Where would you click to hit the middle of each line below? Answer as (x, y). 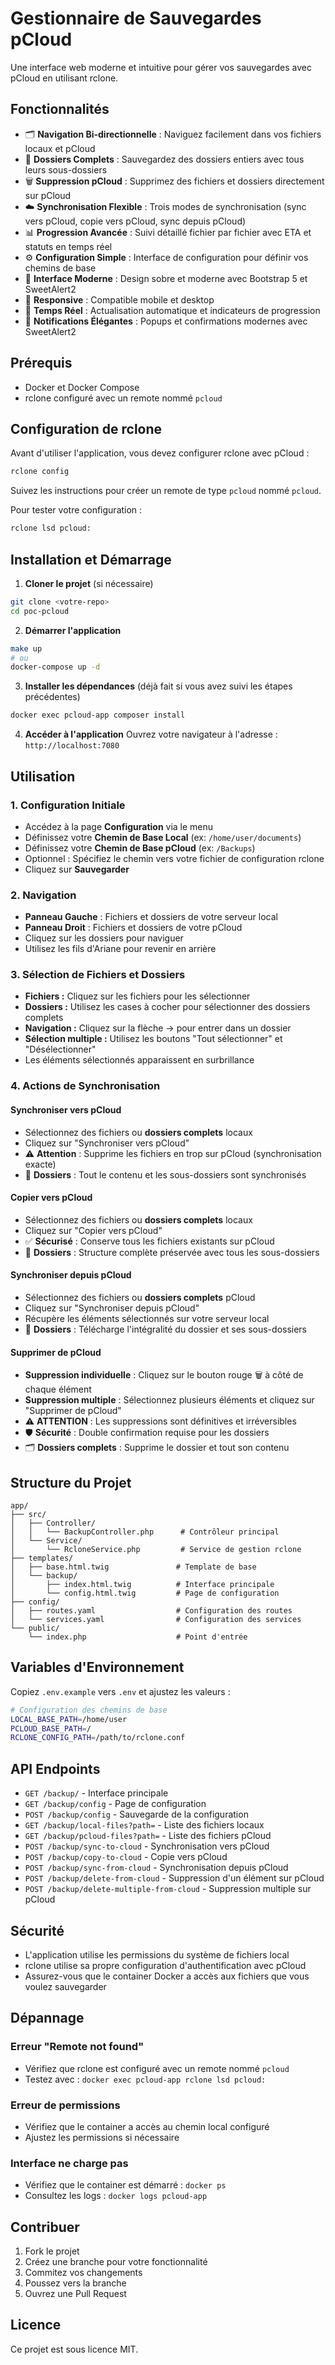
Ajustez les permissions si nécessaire (102, 2137)
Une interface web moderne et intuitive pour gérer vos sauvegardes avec (161, 67)
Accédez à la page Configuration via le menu (119, 826)
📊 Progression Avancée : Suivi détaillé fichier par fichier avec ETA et (168, 232)
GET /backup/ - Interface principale (96, 1793)
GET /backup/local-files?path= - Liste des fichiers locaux (144, 1825)
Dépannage (47, 2018)
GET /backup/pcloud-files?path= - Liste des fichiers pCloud (148, 1836)
